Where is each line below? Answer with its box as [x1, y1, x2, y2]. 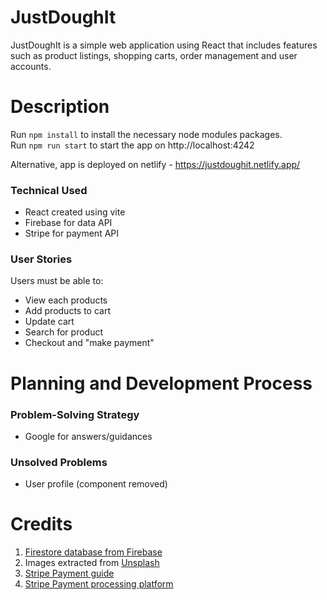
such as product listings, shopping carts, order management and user [10, 49, 298, 61]
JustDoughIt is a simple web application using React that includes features [10, 39, 318, 51]
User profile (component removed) [24, 478, 168, 490]
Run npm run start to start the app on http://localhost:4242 [10, 139, 255, 151]
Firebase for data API [24, 217, 113, 229]
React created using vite [24, 206, 126, 218]
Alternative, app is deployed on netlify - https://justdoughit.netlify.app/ [10, 158, 301, 170]
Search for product [24, 326, 103, 338]
